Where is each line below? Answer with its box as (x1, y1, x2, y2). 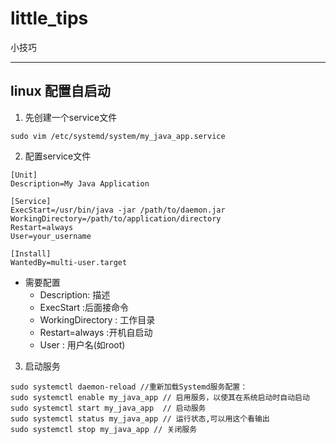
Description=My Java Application (10, 178, 150, 189)
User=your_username (10, 231, 92, 241)
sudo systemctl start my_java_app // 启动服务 (10, 403, 207, 413)
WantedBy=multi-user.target (10, 257, 128, 267)
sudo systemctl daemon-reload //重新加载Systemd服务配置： (10, 382, 248, 392)
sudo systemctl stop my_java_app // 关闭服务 (10, 424, 198, 434)
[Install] (10, 248, 52, 259)
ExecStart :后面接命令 (39, 301, 130, 313)
